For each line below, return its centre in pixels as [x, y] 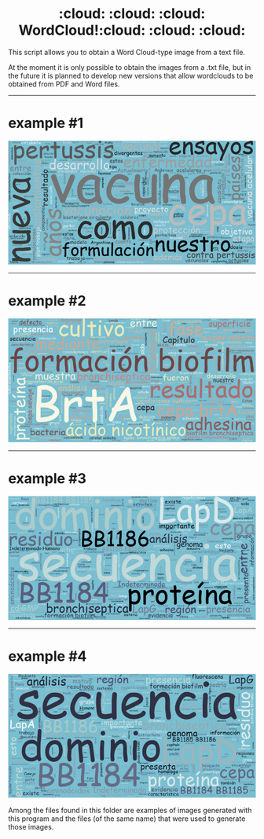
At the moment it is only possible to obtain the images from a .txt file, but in [130, 67]
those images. [31, 826]
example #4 [48, 656]
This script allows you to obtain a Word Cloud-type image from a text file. [127, 52]
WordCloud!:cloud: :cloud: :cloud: [132, 30]
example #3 [47, 478]
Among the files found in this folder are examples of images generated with [130, 810]
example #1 [46, 123]
